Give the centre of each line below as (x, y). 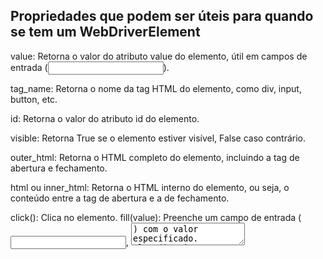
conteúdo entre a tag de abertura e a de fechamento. (120, 198)
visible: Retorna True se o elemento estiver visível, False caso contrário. (158, 138)
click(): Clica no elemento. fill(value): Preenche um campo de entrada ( (156, 217)
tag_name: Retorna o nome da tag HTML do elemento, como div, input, (156, 88)
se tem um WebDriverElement (105, 32)
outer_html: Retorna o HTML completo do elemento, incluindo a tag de (155, 157)
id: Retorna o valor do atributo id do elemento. (105, 118)
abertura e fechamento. (59, 168)
